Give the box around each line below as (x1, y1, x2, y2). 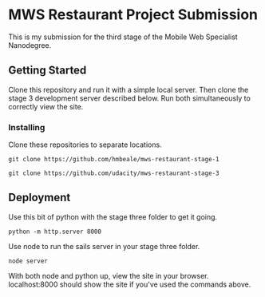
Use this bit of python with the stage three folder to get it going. (8, 212, 218, 221)
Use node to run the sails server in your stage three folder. (8, 241, 200, 251)
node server (8, 257, 48, 265)
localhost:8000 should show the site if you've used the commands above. (8, 279, 251, 289)
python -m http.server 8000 (8, 228, 102, 236)
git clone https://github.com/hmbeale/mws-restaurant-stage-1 (8, 156, 220, 164)
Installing (8, 121, 45, 133)
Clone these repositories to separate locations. (8, 140, 162, 149)
